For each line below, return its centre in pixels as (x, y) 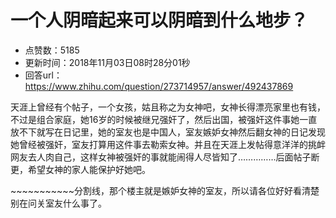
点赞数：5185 (52, 50)
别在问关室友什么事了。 (58, 203)
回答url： (43, 75)
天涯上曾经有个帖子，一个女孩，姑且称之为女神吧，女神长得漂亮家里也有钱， (168, 107)
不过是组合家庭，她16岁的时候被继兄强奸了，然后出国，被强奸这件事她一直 (164, 119)
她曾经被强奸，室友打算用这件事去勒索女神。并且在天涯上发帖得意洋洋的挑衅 (168, 144)
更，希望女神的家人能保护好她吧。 (80, 169)
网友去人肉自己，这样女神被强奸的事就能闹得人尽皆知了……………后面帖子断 (165, 157)
